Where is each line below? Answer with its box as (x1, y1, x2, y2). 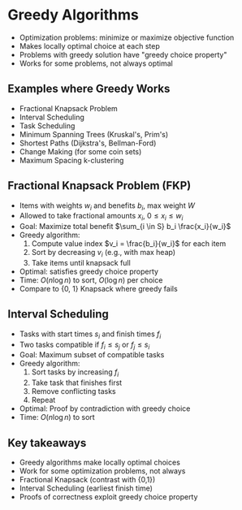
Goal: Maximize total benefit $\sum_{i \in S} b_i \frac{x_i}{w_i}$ (19, 222, 231, 231)
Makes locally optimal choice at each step (19, 41, 160, 50)
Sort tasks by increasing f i (31, 367, 119, 379)
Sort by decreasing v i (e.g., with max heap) (31, 248, 176, 259)
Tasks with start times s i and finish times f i (19, 329, 162, 340)
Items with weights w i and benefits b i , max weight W (19, 201, 196, 212)
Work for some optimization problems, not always (19, 465, 186, 476)
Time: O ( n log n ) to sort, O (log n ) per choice (19, 274, 163, 285)
